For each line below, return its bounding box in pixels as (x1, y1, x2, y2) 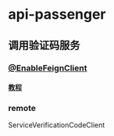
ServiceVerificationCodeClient (8, 120, 105, 130)
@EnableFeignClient (8, 63, 87, 73)
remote (8, 103, 37, 114)
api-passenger (8, 5, 107, 23)
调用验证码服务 (8, 38, 80, 52)
